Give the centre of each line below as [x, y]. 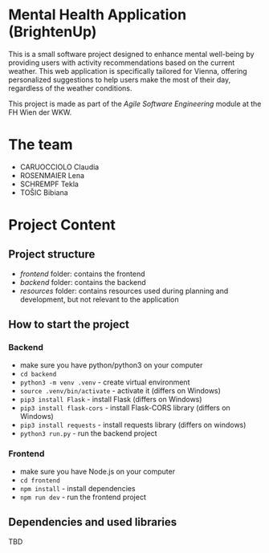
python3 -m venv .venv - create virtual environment [105, 382]
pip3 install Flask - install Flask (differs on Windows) [111, 399]
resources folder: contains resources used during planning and [124, 291]
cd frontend [40, 480]
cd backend [38, 374]
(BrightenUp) [53, 32]
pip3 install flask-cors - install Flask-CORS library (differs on [125, 408]
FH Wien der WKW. [40, 112]
